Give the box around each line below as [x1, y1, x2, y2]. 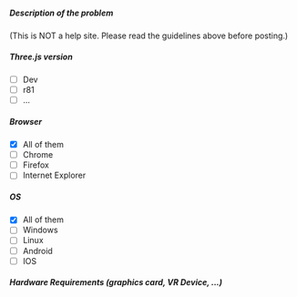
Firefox [22, 159, 50, 170]
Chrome [22, 149, 54, 160]
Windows [22, 224, 58, 236]
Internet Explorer [22, 169, 87, 181]
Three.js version [9, 51, 73, 62]
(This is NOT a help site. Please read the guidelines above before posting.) [9, 30, 289, 41]
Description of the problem [9, 7, 114, 18]
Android [22, 245, 53, 256]
